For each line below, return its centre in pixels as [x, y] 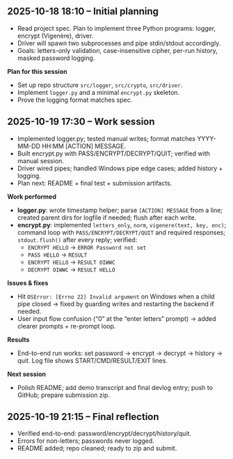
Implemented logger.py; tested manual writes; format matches [106, 138]
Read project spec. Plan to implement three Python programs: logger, [116, 28]
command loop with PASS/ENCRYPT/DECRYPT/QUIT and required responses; [121, 232]
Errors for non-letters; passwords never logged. [86, 441]
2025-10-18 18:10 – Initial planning [83, 12]
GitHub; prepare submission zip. [63, 395]
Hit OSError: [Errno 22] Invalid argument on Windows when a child [116, 296]
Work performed [32, 196]
